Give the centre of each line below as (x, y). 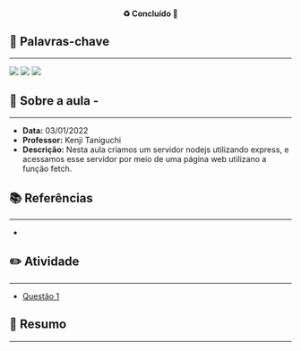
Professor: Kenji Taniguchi (72, 141)
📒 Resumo (38, 325)
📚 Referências (52, 198)
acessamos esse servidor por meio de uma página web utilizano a (144, 159)
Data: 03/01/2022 (55, 131)
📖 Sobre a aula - (54, 101)
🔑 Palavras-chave (60, 41)
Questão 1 (41, 295)
